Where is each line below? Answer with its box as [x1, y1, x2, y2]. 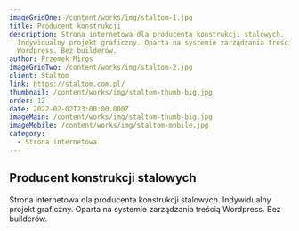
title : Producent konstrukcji [9, 21, 122, 30]
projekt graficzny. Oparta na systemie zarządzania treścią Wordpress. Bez [9, 203, 282, 214]
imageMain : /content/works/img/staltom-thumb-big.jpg [9, 112, 214, 121]
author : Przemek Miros [9, 54, 93, 63]
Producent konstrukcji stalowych [9, 170, 198, 186]
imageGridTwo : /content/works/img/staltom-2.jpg [9, 63, 193, 72]
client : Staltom [9, 71, 69, 80]
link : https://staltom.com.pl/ [9, 79, 125, 88]
